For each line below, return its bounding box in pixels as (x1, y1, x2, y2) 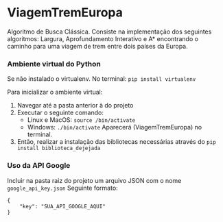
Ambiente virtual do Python (7, 59, 101, 69)
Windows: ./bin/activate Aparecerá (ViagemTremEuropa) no (27, 123, 202, 132)
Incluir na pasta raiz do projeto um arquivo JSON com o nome (7, 176, 182, 184)
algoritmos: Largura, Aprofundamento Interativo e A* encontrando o (7, 34, 199, 42)
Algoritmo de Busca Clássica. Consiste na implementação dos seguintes (7, 27, 212, 36)
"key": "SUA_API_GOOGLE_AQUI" (19, 203, 106, 210)
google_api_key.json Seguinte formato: (7, 184, 118, 192)
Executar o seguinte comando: (16, 108, 104, 117)
